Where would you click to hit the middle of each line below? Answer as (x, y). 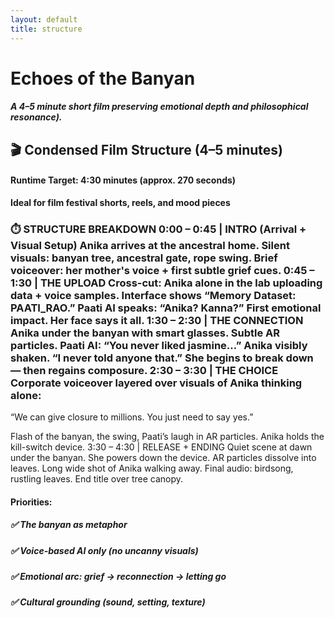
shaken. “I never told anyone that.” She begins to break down (162, 358)
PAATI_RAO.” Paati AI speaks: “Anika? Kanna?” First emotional (166, 308)
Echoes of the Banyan (103, 78)
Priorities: (31, 502)
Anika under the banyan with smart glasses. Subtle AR (145, 333)
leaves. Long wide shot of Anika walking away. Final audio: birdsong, (152, 468)
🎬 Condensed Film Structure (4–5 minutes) (146, 149)
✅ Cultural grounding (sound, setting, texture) (108, 602)
